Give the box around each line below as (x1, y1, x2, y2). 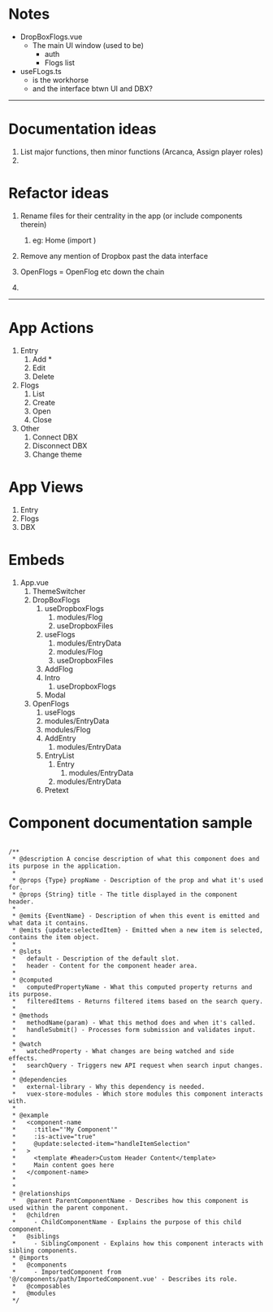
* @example (11, 1111, 49, 1119)
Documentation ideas (8, 120, 157, 138)
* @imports (11, 1253, 49, 1262)
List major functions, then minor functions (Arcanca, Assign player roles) (19, 147, 264, 156)
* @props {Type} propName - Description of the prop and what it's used (11, 876, 264, 884)
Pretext (44, 785, 69, 794)
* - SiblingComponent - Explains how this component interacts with (11, 1239, 264, 1248)
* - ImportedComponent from (11, 1267, 122, 1276)
